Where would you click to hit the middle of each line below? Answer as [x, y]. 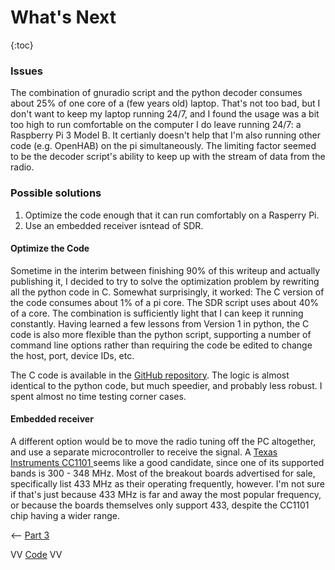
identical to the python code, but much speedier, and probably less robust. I [166, 385]
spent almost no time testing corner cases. [98, 396]
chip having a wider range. [65, 515]
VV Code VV [36, 554]
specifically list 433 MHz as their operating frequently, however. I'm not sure [168, 483]
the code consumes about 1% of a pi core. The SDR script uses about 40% [165, 302]
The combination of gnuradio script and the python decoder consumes [156, 93]
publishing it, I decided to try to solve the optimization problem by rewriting [165, 281]
